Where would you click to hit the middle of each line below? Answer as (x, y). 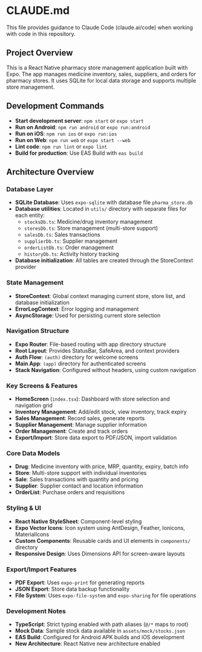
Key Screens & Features (42, 385)
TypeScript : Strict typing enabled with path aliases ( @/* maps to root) (102, 624)
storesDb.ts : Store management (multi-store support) (91, 228)
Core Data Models (33, 453)
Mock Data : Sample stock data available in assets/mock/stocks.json (100, 631)
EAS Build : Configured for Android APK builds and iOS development (99, 637)
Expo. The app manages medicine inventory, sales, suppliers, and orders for (101, 74)
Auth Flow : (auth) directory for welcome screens (77, 357)
